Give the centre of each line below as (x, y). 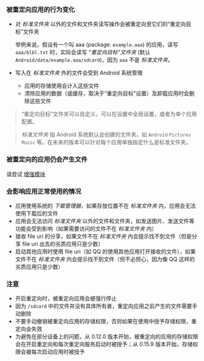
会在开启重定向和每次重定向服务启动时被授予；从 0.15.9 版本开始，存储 (104, 344)
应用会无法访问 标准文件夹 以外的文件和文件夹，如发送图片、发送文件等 (105, 221)
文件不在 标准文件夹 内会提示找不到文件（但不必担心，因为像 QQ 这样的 (105, 259)
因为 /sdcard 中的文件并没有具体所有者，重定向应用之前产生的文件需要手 (106, 306)
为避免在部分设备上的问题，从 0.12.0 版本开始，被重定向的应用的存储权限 (107, 337)
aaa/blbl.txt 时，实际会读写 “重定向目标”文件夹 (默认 (83, 52)
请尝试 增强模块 (26, 174)
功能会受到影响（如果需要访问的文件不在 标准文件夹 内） (86, 228)
